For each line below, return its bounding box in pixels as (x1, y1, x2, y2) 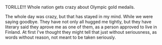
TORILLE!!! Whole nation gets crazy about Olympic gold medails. (5, 4, 135, 10)
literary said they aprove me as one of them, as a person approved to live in (5, 24, 158, 30)
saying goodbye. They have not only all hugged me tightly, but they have (5, 19, 152, 24)
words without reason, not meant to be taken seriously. (5, 34, 116, 40)
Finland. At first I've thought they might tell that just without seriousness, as (5, 29, 157, 35)
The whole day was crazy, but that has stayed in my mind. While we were (5, 14, 153, 19)
